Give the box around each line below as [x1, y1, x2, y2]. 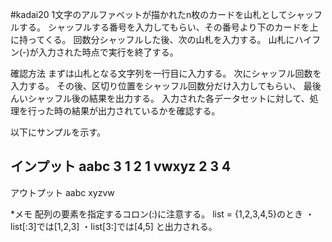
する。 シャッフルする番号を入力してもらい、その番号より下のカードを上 [18, 21, 319, 33]
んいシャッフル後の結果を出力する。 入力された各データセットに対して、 [10, 93, 310, 104]
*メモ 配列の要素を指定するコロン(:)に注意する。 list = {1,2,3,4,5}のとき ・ [10, 208, 315, 220]
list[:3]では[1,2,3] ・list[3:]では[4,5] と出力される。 [10, 220, 218, 232]
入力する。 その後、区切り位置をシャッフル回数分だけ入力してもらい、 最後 [10, 80, 322, 92]
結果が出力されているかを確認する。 [71, 105, 221, 117]
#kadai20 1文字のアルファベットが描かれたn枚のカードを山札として [10, 9, 288, 20]
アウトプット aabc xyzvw [10, 186, 115, 198]
